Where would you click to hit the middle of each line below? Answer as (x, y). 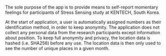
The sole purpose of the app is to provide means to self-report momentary (82, 7)
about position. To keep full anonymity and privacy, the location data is (78, 38)
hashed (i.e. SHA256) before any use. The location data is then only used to (83, 43)
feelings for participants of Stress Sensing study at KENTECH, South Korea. (83, 12)
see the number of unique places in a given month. (57, 48)
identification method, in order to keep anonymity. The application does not (83, 27)
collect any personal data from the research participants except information (83, 32)
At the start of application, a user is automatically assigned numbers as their (83, 22)
